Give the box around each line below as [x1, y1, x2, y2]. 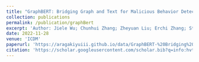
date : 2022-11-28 [6, 31, 49, 37]
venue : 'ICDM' [6, 36, 41, 42]
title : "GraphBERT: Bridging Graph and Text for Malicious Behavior [6, 8, 179, 15]
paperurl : [6, 42, 31, 48]
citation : [6, 47, 31, 53]
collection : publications [6, 14, 70, 20]
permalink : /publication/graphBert [6, 19, 94, 25]
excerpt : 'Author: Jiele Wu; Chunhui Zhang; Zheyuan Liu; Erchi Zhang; [6, 25, 187, 31]
